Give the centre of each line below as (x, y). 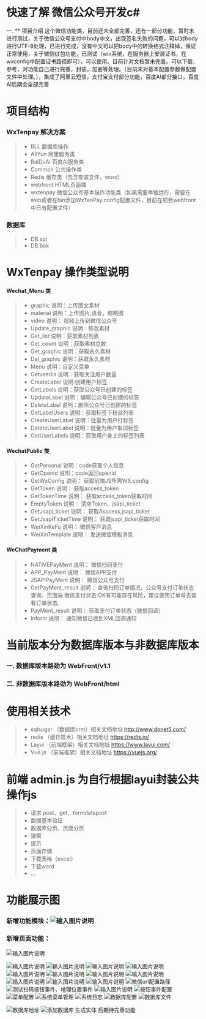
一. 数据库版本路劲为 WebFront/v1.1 (59, 665)
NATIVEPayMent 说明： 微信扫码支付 (77, 564)
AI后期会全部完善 (28, 84)
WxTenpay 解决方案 (36, 132)
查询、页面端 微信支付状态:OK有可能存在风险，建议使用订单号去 (111, 595)
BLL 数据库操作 (50, 146)
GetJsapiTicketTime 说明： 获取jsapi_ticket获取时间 (95, 519)
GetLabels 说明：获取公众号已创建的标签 (82, 390)
